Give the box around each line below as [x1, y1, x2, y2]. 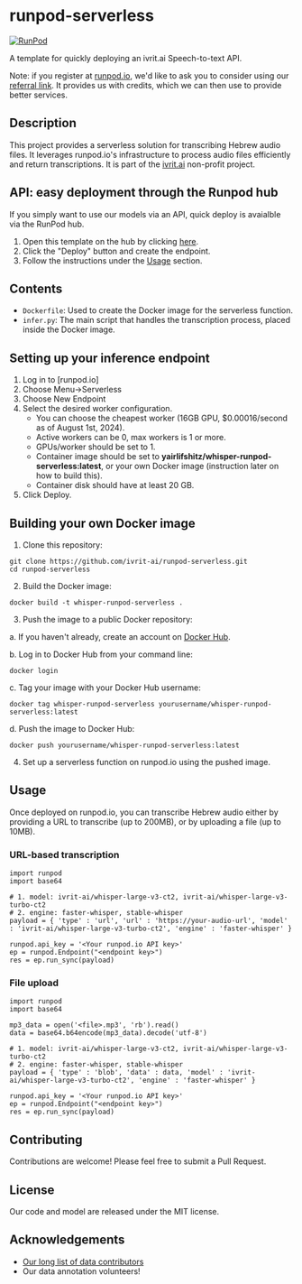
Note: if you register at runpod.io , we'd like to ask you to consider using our [9, 69, 289, 81]
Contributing [9, 1132, 83, 1147]
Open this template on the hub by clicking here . [22, 236, 199, 246]
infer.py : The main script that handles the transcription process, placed [22, 315, 291, 326]
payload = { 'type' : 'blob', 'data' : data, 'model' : [9, 1068, 224, 1077]
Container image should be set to [35, 451, 160, 462]
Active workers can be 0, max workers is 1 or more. [35, 432, 227, 443]
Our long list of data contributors [22, 1256, 144, 1267]
